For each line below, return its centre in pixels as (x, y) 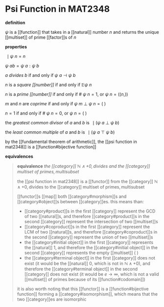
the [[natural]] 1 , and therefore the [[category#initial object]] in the (91, 247)
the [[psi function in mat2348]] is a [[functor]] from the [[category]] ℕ (87, 181)
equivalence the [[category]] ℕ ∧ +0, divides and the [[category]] (83, 166)
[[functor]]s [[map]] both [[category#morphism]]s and (72, 196)
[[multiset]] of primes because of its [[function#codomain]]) (85, 279)
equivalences (19, 156)
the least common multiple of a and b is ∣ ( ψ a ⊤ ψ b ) (60, 132)
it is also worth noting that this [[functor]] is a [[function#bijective (83, 289)
